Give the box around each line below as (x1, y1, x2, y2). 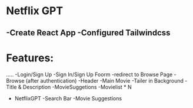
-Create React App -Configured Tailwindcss (6, 28, 171, 38)
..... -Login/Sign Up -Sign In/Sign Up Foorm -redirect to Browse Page (6, 71, 173, 78)
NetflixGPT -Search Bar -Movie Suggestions (14, 94, 122, 102)
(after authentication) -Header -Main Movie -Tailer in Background (25, 77, 184, 84)
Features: (6, 51, 54, 64)
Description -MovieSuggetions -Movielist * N (22, 83, 132, 90)
